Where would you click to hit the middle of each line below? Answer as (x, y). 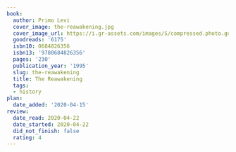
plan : (14, 99)
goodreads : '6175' (40, 40)
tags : (21, 85)
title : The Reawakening (48, 79)
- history (27, 92)
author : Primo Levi (42, 20)
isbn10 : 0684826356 (42, 46)
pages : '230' (32, 60)
